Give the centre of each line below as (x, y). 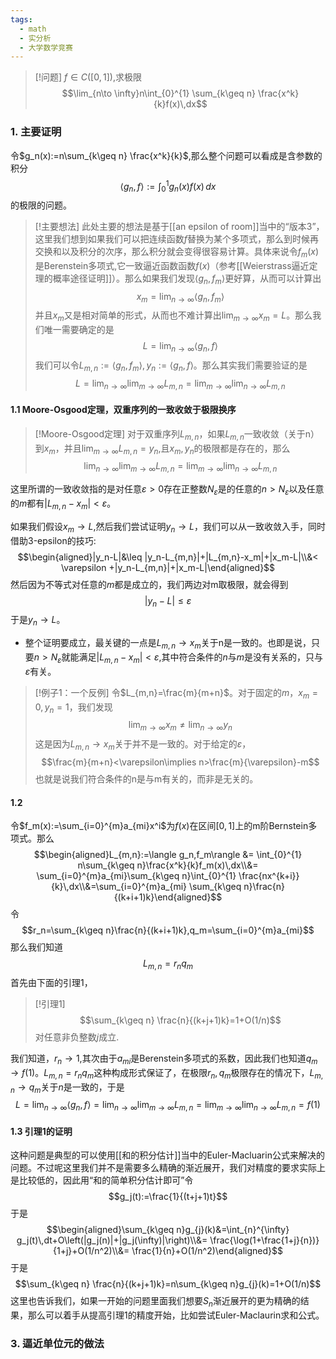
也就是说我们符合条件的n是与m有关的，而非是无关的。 (146, 778)
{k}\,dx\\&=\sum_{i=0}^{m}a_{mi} (118, 887)
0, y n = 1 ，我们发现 (73, 708)
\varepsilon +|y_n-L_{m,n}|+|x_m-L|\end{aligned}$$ (168, 567)
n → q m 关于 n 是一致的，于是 (67, 1088)
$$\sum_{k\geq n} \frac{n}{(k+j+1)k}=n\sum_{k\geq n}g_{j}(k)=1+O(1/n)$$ (168, 1284)
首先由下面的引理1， (51, 982)
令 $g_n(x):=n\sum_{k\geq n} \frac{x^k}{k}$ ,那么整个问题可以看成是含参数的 (166, 155)
